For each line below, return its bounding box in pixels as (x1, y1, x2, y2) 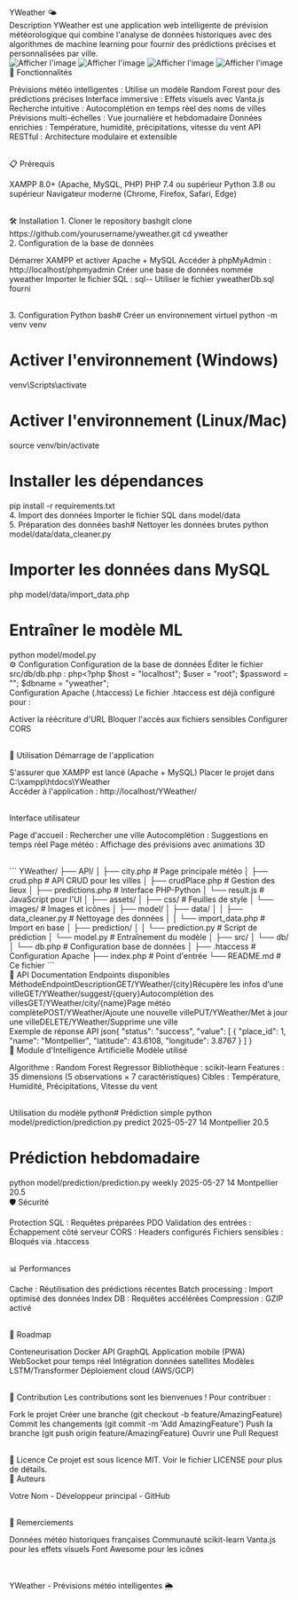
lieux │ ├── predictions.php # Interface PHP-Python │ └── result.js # (9, 884, 264, 895)
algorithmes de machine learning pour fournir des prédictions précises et (9, 39, 277, 49)
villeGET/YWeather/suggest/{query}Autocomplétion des (9, 988, 215, 999)
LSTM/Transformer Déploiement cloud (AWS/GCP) (9, 1365, 195, 1376)
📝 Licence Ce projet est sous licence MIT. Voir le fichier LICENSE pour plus (9, 1454, 283, 1465)
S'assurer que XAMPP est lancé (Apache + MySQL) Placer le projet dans (9, 766, 275, 778)
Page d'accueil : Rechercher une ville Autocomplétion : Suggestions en (9, 829, 269, 840)
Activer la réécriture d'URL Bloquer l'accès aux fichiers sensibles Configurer (9, 713, 288, 725)
